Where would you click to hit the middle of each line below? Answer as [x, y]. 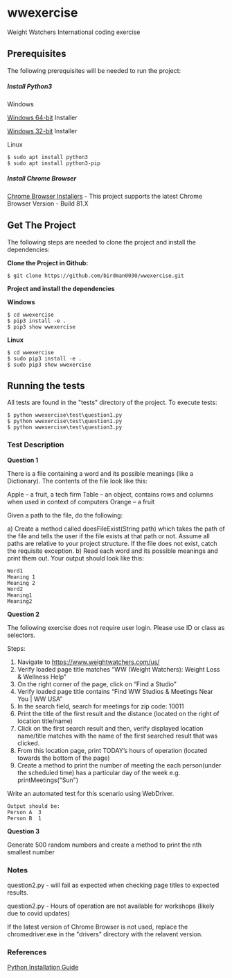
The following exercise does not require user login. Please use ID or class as [116, 627]
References [27, 952]
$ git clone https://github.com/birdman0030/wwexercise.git [96, 276]
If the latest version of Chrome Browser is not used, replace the [98, 927]
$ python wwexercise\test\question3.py [65, 428]
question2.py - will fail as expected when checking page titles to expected [113, 885]
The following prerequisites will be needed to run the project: [94, 70]
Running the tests [46, 386]
